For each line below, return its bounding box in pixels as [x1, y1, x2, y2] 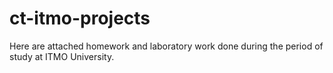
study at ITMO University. [9, 50, 115, 62]
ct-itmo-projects [9, 7, 151, 30]
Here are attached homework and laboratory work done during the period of [9, 40, 324, 52]
